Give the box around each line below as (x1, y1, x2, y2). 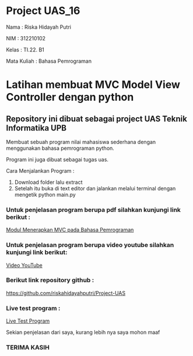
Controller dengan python (6, 91, 134, 104)
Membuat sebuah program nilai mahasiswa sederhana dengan (6, 138, 156, 145)
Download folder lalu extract (14, 179, 83, 186)
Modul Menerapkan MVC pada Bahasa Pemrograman (6, 227, 134, 234)
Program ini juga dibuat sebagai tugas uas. (6, 156, 109, 163)
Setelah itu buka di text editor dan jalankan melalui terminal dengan (14, 184, 176, 191)
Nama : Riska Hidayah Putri (6, 23, 72, 30)
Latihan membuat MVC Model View (6, 78, 181, 91)
